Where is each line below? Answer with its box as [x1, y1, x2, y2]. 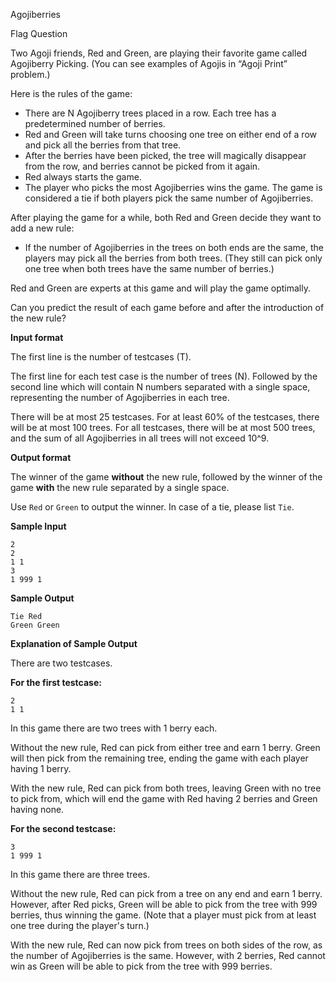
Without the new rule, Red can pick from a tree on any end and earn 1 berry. [10, 888, 323, 899]
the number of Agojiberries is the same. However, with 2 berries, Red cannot [10, 950, 326, 961]
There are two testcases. [10, 657, 113, 669]
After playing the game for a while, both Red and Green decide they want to [10, 212, 322, 223]
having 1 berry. [10, 763, 72, 774]
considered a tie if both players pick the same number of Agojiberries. [24, 192, 314, 204]
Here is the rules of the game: [10, 88, 133, 99]
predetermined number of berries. [24, 118, 166, 129]
